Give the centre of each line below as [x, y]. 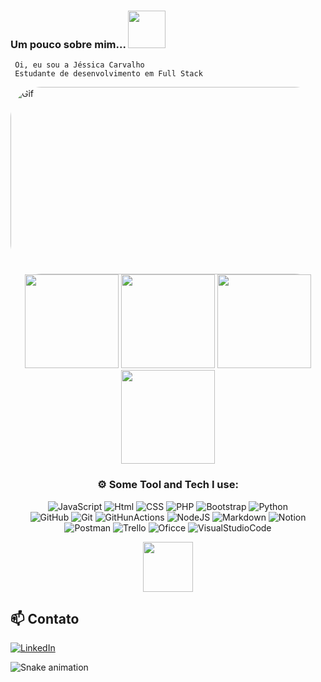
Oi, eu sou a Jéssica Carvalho [79, 65]
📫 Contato [45, 618]
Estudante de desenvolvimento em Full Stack [108, 74]
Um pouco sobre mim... [68, 44]
